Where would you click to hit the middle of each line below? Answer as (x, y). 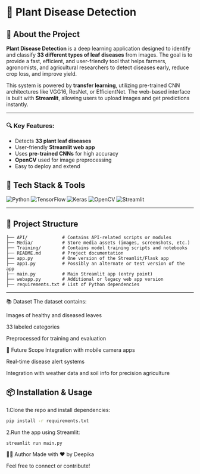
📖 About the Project (43, 34)
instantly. (17, 104)
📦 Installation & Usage (49, 393)
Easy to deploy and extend (47, 166)
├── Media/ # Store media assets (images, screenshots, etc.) (98, 243)
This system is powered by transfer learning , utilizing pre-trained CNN (93, 85)
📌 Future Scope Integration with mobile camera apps (71, 350)
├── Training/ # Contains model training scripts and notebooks (97, 248)
